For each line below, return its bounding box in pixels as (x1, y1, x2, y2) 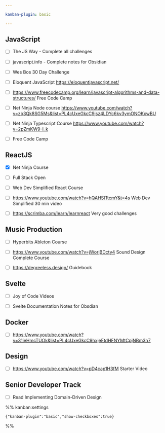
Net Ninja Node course (12, 104, 61, 111)
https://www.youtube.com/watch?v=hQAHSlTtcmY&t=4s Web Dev (12, 195, 150, 201)
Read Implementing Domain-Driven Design (12, 394, 102, 400)
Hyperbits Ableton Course (12, 239, 67, 245)
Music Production (5, 225, 62, 234)
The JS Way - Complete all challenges (12, 49, 93, 55)
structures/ (12, 95, 36, 101)
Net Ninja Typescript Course (12, 120, 72, 126)
